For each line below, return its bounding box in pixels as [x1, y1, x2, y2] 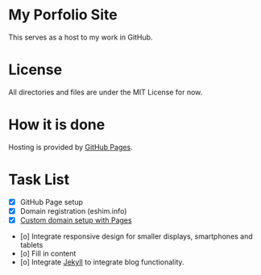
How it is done [8, 115, 106, 134]
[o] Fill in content [19, 248, 77, 258]
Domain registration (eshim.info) [19, 206, 127, 215]
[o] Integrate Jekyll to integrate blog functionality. [19, 256, 184, 267]
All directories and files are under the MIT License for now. [8, 87, 203, 97]
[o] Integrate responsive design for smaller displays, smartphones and [19, 231, 254, 241]
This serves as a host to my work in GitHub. [8, 32, 153, 42]
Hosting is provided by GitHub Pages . [8, 142, 133, 152]
